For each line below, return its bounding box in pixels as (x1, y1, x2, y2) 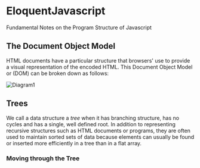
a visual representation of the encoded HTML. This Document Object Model (6, 63, 193, 70)
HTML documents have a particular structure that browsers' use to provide (6, 57, 190, 64)
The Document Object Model (6, 41, 115, 51)
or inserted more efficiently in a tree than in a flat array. (6, 139, 142, 147)
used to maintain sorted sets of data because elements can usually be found (6, 133, 195, 141)
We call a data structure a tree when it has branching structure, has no (6, 114, 180, 122)
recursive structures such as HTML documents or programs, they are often (6, 127, 191, 134)
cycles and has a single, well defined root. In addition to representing (6, 120, 176, 127)
